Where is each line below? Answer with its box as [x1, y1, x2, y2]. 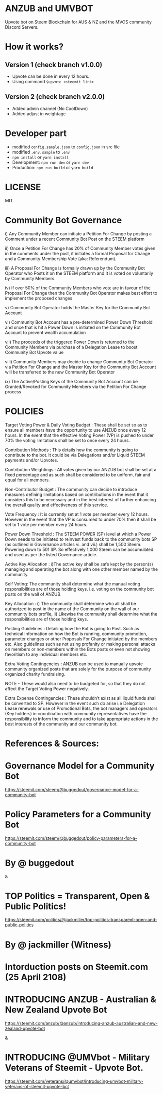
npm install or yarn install [12, 154, 69, 160]
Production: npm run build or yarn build [12, 164, 93, 170]
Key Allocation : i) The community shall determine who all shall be [5, 600, 137, 606]
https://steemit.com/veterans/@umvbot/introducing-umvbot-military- [5, 1078, 144, 1084]
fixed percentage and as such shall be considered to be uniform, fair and [5, 472, 150, 477]
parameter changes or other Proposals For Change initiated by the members [5, 635, 158, 642]
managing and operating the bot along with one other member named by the [5, 566, 158, 572]
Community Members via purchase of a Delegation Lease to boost [5, 344, 138, 350]
